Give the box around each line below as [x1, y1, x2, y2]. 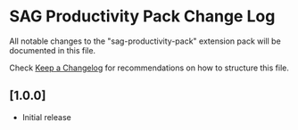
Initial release [21, 111, 71, 122]
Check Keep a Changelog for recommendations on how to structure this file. [9, 62, 290, 73]
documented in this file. [9, 45, 96, 55]
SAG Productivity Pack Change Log [9, 6, 276, 27]
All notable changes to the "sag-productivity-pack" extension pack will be [9, 36, 281, 46]
